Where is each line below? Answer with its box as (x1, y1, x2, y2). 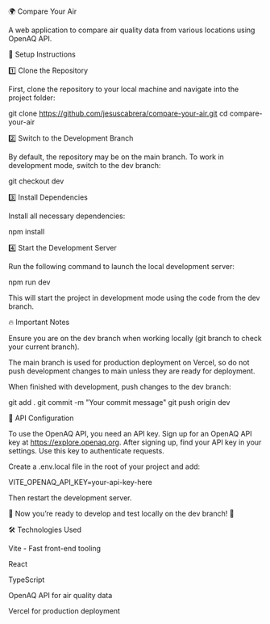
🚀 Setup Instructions (8, 49, 77, 59)
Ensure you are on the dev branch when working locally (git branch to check (8, 334, 262, 343)
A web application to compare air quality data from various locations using (8, 25, 255, 35)
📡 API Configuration (8, 413, 74, 423)
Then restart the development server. (8, 493, 132, 503)
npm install (8, 227, 45, 236)
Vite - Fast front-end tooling (8, 544, 102, 553)
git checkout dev (8, 176, 64, 186)
